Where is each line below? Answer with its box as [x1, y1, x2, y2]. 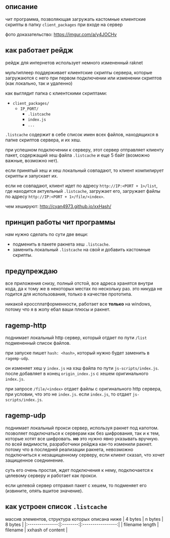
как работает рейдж [5, 46, 73, 55]
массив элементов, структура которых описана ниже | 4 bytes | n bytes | [5, 516, 163, 522]
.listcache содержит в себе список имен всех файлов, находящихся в [5, 131, 158, 137]
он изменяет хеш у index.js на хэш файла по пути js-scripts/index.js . [5, 365, 159, 371]
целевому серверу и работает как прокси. [5, 472, 98, 479]
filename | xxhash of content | [5, 527, 68, 533]
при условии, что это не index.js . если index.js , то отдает [5, 391, 132, 397]
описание [5, 3, 38, 11]
